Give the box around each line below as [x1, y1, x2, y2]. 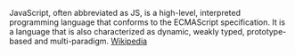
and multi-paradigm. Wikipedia [34, 35, 148, 46]
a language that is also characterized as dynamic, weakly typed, [9, 27, 245, 36]
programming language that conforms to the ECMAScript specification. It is [9, 17, 286, 27]
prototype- [246, 27, 287, 36]
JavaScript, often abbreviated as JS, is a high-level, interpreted [9, 8, 242, 18]
